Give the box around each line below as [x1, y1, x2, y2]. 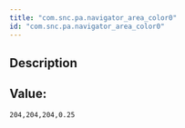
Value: [9, 86, 47, 102]
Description [9, 55, 77, 71]
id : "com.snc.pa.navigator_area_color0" [9, 22, 166, 31]
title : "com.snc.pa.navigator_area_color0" [9, 13, 178, 23]
